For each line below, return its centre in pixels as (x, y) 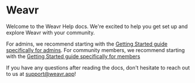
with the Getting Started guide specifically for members (73, 56)
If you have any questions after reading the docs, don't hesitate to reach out (98, 67)
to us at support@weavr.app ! (41, 74)
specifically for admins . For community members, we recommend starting (95, 50)
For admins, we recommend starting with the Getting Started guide (87, 44)
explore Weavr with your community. (51, 32)
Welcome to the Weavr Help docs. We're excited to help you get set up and (97, 26)
